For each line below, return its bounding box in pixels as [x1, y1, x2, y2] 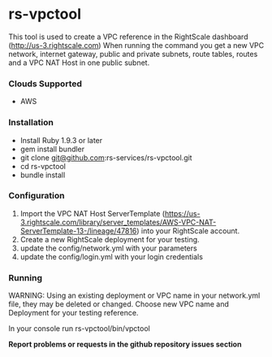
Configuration [8, 190, 65, 202]
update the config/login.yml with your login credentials [19, 251, 203, 261]
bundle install [19, 170, 66, 180]
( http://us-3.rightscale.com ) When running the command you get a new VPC [8, 40, 265, 50]
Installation [8, 117, 54, 128]
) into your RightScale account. [136, 225, 240, 236]
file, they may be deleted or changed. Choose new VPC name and [8, 299, 230, 309]
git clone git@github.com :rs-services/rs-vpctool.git [19, 152, 192, 163]
